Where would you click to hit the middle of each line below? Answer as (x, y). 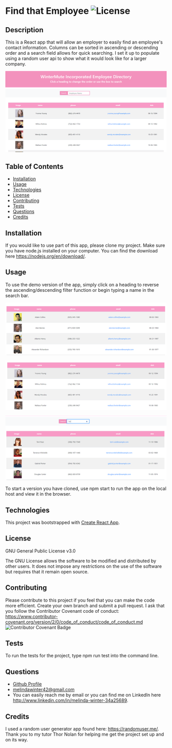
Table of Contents (35, 166)
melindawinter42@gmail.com (44, 690)
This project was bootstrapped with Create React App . (63, 522)
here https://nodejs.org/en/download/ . (46, 257)
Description (24, 30)
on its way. (17, 740)
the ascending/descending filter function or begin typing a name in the (80, 290)
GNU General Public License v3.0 (40, 551)
